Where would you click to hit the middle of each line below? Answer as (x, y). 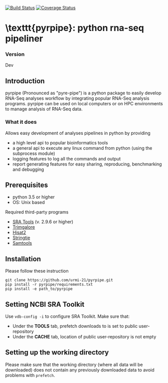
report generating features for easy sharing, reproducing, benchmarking (87, 164)
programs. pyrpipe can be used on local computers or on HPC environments (84, 104)
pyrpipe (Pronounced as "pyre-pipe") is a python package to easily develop (83, 93)
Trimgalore (24, 227)
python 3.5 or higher (34, 197)
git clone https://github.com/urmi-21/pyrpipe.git (59, 280)
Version (15, 54)
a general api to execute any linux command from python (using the (82, 148)
